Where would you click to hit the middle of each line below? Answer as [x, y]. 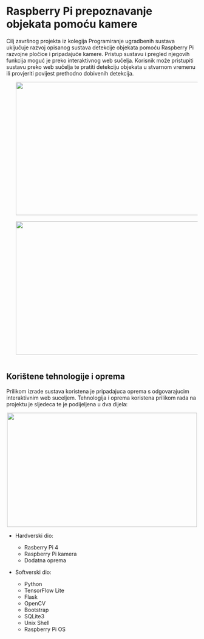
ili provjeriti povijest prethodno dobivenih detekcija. [70, 73]
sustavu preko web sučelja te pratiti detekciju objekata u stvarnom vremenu [101, 67]
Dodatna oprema [45, 560]
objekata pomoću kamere [72, 24]
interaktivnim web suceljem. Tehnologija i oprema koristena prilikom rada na [101, 398]
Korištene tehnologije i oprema [66, 377]
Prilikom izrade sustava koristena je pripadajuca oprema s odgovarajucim [98, 391]
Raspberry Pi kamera [50, 554]
